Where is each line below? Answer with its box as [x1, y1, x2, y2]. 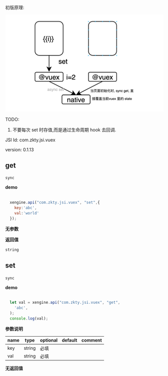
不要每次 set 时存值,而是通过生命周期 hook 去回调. [12, 127, 117, 133]
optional [40, 337, 58, 343]
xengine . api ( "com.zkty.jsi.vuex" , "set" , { [10, 200, 100, 205]
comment [81, 337, 102, 343]
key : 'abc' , [14, 205, 37, 210]
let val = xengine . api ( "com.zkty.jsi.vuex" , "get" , [10, 300, 121, 305]
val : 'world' [14, 211, 39, 216]
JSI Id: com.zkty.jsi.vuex [5, 137, 56, 143]
